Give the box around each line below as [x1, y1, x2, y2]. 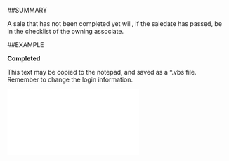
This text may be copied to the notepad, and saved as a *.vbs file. [7, 68, 197, 76]
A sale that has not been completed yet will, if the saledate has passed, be [7, 20, 223, 27]
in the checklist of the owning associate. [7, 27, 124, 35]
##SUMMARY [7, 6, 48, 14]
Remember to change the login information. [7, 75, 133, 84]
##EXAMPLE [7, 41, 44, 49]
